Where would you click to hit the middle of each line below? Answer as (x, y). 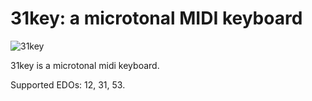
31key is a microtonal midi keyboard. (85, 65)
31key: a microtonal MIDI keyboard (156, 18)
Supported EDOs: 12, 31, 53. (68, 84)
